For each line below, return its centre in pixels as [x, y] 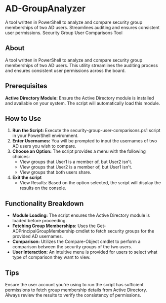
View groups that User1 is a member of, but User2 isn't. [76, 162]
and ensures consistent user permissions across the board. [65, 70]
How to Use [23, 118]
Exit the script [27, 177]
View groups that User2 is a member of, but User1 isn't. [76, 167]
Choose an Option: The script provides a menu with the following [79, 151]
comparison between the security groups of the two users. [72, 247]
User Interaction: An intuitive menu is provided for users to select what [85, 252]
